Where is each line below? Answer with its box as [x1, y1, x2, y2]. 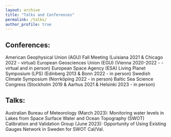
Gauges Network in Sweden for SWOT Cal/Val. [5, 126, 104, 132]
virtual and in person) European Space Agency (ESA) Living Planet [5, 65, 146, 72]
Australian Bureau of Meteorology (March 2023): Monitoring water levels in [5, 109, 164, 116]
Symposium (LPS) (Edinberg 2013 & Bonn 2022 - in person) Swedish [5, 71, 150, 77]
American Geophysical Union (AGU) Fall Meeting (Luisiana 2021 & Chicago [5, 54, 163, 60]
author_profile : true [5, 21, 52, 27]
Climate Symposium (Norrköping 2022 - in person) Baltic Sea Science [5, 76, 154, 82]
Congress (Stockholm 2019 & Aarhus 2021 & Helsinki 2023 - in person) [5, 81, 155, 87]
